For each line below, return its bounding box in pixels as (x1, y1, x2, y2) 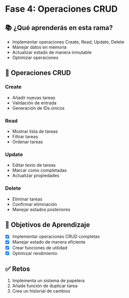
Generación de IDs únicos (12, 105, 65, 111)
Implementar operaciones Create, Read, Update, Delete (12, 39, 125, 45)
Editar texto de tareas (12, 162, 56, 168)
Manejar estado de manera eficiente (12, 239, 86, 245)
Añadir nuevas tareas (12, 95, 55, 100)
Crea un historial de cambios (12, 288, 71, 294)
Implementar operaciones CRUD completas (12, 234, 100, 240)
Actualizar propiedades (12, 173, 60, 178)
